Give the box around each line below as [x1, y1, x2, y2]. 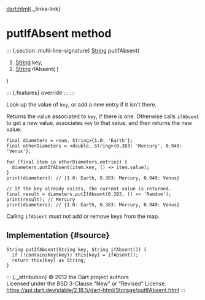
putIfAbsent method [6, 27, 112, 40]
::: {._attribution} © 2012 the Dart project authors [6, 273, 129, 280]
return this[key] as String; [12, 257, 87, 263]
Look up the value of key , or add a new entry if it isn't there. [6, 100, 157, 108]
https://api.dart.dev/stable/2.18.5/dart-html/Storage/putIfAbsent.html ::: [6, 286, 186, 293]
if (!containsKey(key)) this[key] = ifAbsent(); [12, 252, 139, 258]
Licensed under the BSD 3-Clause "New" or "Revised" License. [6, 280, 167, 287]
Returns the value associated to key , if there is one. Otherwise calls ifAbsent [6, 113, 199, 120]
